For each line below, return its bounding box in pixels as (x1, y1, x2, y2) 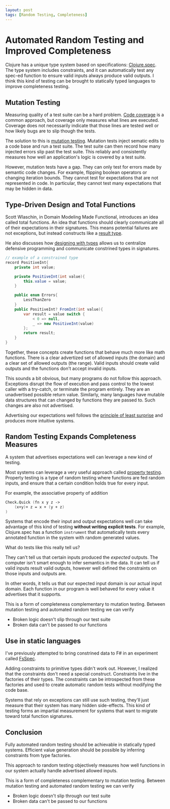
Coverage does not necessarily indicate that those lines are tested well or (5, 123, 159, 129)
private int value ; (14, 264, 56, 270)
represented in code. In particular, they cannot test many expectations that (5, 180, 161, 186)
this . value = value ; (23, 279, 67, 284)
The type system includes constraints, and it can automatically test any (5, 67, 154, 73)
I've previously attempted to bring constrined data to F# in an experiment (5, 650, 158, 656)
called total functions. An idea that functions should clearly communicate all (5, 220, 164, 226)
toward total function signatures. (5, 713, 74, 719)
